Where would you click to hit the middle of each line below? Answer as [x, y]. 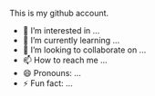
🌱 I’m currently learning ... [71, 40]
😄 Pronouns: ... [52, 73]
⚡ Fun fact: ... [47, 83]
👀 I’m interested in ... [61, 30]
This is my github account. [59, 13]
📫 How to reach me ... [65, 60]
